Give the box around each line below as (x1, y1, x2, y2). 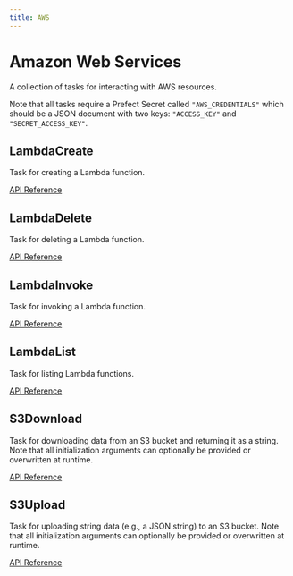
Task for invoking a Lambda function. (9, 301, 146, 311)
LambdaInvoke (9, 277, 94, 292)
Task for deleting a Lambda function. (9, 234, 145, 245)
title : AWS (9, 13, 50, 22)
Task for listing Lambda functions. (9, 368, 134, 378)
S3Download (9, 411, 83, 427)
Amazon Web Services (9, 51, 182, 72)
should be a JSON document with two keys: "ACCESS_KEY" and (9, 108, 237, 119)
